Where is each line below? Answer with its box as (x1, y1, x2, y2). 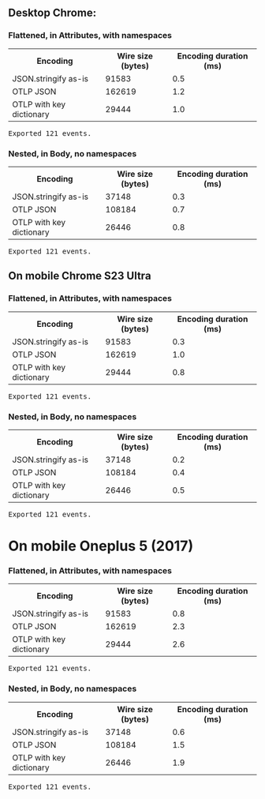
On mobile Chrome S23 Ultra (8, 269, 151, 283)
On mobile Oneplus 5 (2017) (8, 537, 194, 555)
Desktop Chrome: (8, 6, 97, 20)
